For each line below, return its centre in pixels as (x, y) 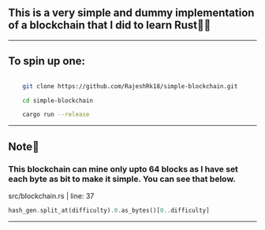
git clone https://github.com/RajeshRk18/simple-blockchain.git (130, 86)
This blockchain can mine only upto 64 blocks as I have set (123, 169)
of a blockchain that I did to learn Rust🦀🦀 (110, 26)
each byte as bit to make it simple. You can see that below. (122, 179)
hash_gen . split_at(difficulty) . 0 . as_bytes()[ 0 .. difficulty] (109, 210)
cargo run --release (56, 115)
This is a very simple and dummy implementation (131, 13)
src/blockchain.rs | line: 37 (51, 195)
